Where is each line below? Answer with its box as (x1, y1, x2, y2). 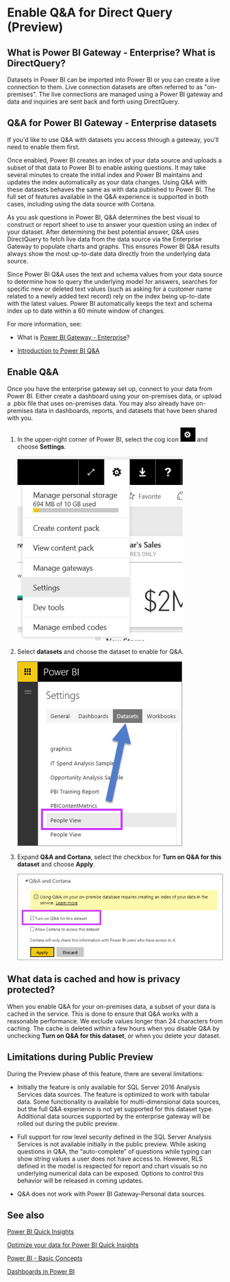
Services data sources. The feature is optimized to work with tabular (16, 1090, 210, 1098)
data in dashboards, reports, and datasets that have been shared (34, 406, 218, 414)
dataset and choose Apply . (16, 859, 96, 868)
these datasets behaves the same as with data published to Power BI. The (7, 185, 216, 193)
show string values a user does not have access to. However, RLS (16, 1154, 203, 1163)
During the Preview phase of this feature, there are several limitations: (7, 1069, 204, 1078)
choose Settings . (16, 442, 66, 451)
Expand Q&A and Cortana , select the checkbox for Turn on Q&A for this (16, 853, 222, 861)
